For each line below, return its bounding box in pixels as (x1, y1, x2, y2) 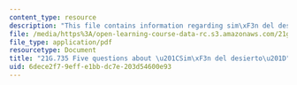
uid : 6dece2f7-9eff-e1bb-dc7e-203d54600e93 (9, 63, 172, 72)
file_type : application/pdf (9, 37, 113, 47)
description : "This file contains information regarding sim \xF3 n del (9, 21, 275, 30)
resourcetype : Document (9, 46, 97, 55)
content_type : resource (9, 12, 97, 22)
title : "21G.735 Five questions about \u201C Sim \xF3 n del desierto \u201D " (9, 54, 291, 63)
